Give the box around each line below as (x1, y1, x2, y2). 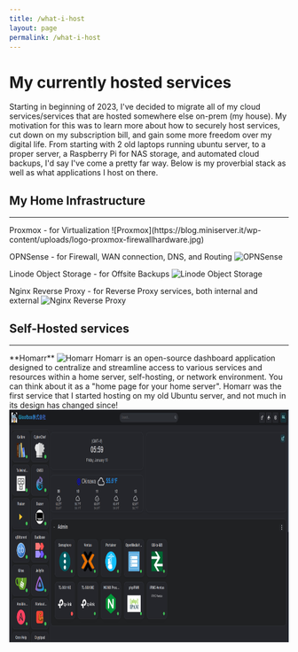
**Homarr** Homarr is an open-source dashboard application (9, 353, 276, 363)
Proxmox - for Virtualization (9, 225, 110, 236)
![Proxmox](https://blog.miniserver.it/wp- (111, 225, 262, 236)
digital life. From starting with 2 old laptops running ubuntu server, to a (9, 139, 266, 150)
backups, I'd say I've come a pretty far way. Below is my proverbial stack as (9, 158, 286, 168)
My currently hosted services (9, 72, 232, 92)
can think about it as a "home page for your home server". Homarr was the (9, 381, 282, 392)
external (9, 295, 40, 306)
